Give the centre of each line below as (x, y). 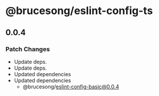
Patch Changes (28, 49)
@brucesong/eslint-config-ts (79, 11)
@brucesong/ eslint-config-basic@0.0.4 (71, 87)
